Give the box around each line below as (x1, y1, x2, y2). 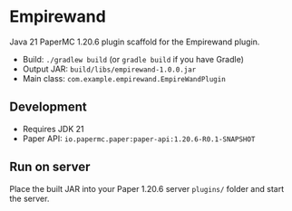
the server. (9, 193, 50, 204)
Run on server (9, 159, 91, 175)
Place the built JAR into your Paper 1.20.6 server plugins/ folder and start (9, 183, 284, 194)
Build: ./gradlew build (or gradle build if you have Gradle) (22, 53, 245, 64)
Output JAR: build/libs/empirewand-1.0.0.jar (22, 63, 197, 74)
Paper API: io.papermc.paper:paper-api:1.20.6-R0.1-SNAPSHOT (22, 133, 256, 144)
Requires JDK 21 (22, 123, 84, 134)
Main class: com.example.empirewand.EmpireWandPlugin (22, 72, 227, 83)
